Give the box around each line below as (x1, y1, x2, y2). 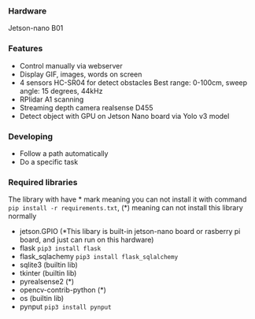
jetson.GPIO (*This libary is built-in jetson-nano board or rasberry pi (19, 227, 241, 236)
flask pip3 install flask (19, 243, 102, 253)
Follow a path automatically (19, 148, 109, 158)
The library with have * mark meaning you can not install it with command (8, 195, 247, 204)
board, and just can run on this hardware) (19, 235, 154, 245)
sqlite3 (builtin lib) (19, 260, 79, 269)
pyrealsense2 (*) (19, 277, 75, 287)
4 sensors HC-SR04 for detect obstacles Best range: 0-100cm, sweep (19, 77, 248, 87)
